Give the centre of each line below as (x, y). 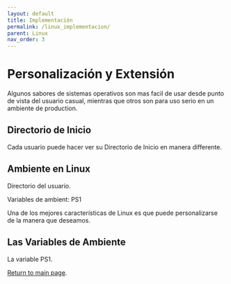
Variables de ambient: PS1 (45, 199)
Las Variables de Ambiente (67, 242)
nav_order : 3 (26, 40)
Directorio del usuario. (39, 186)
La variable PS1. (30, 259)
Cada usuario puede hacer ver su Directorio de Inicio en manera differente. (115, 147)
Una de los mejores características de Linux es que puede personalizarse (112, 213)
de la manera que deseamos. (49, 220)
